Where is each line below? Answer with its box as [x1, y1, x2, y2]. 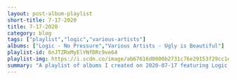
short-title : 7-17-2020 [7, 17, 77, 24]
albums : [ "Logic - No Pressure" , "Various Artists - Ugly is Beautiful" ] [7, 42, 225, 49]
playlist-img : [7, 56, 49, 63]
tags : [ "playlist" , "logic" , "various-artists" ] [7, 36, 146, 43]
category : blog [7, 29, 52, 37]
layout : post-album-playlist [7, 10, 93, 17]
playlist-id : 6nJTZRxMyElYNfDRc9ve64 [7, 49, 118, 56]
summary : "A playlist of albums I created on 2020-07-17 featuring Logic [7, 62, 228, 69]
